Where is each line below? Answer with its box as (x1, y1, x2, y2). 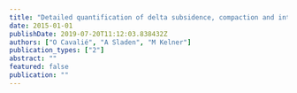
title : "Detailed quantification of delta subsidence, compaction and (9, 12, 275, 22)
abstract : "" (9, 54, 57, 63)
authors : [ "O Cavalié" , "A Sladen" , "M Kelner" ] (9, 37, 192, 47)
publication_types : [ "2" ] (9, 46, 104, 55)
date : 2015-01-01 (9, 21, 73, 30)
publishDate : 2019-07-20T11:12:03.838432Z (9, 29, 168, 38)
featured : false (9, 63, 69, 72)
